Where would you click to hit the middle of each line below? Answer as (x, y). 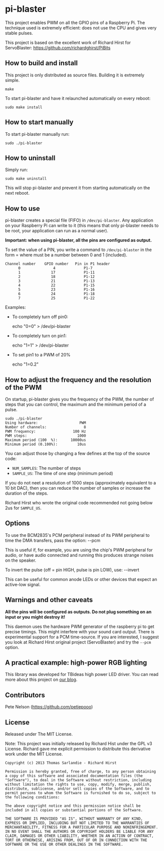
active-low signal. (23, 584)
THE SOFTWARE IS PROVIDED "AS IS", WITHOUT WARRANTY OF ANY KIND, (74, 819)
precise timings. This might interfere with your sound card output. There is (80, 631)
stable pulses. (19, 33)
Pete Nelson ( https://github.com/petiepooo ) (49, 707)
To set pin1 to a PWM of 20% (41, 355)
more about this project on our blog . (41, 679)
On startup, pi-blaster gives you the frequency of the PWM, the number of (80, 399)
